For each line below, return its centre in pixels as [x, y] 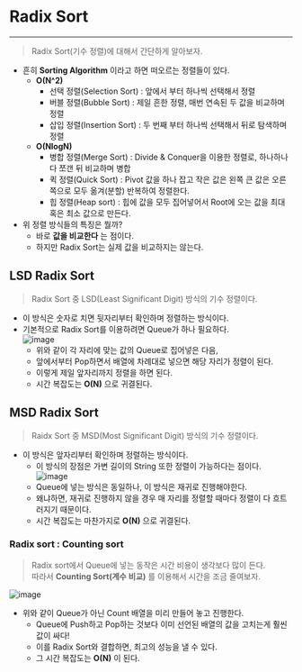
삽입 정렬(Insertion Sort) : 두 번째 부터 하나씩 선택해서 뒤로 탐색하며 [168, 124]
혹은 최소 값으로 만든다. [90, 213]
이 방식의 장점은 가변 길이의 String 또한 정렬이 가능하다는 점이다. [149, 466]
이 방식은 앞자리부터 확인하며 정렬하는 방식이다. [105, 454]
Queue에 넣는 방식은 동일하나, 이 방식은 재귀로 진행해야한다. [142, 486]
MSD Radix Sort [54, 413]
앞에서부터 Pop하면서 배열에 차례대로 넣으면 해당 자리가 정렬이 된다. [155, 361]
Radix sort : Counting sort [67, 544]
